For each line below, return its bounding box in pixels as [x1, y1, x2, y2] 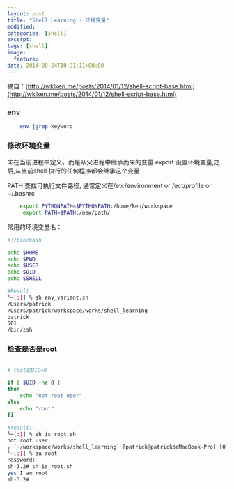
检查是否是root [7, 344, 58, 354]
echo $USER [7, 262, 39, 269]
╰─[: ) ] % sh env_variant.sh [7, 294, 89, 301]
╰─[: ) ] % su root [7, 450, 58, 457]
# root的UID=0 [7, 366, 47, 373]
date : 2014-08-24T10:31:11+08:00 [7, 62, 104, 69]
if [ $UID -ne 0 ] [7, 379, 61, 387]
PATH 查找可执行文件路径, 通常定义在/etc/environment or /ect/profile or [7, 182, 212, 190]
